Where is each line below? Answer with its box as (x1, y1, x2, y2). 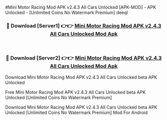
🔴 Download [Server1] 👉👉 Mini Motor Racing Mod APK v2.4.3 (6, 22, 162, 29)
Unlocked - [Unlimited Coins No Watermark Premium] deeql (5, 9, 128, 15)
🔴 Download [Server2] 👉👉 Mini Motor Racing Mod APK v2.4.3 (5, 54, 162, 61)
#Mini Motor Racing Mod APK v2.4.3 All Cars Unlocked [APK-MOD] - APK (5, 4, 156, 10)
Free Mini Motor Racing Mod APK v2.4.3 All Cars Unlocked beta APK (5, 89, 146, 95)
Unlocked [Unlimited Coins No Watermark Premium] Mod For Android (5, 109, 148, 115)
